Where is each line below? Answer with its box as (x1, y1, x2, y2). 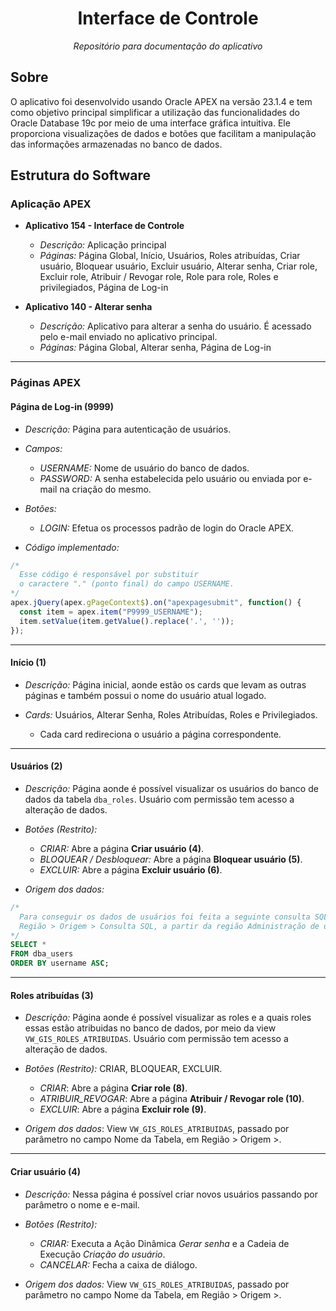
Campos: (24, 442, 63, 454)
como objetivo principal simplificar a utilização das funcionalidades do (10, 106, 300, 118)
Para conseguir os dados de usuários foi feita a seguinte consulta (19, 912, 311, 922)
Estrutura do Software (10, 167, 151, 184)
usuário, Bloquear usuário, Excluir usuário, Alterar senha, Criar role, (39, 260, 318, 272)
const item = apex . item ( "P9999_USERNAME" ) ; (19, 607, 203, 617)
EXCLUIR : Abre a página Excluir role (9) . (39, 1103, 207, 1116)
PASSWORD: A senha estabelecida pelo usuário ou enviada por (39, 472, 302, 484)
